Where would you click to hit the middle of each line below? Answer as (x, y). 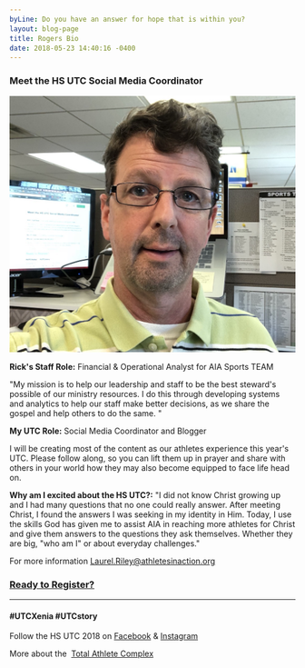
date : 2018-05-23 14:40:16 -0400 (73, 48)
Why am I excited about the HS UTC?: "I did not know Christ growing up (145, 494)
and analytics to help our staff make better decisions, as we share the (139, 404)
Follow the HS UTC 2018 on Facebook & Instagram (104, 636)
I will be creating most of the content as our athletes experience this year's (149, 448)
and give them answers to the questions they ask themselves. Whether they (151, 533)
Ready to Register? (52, 584)
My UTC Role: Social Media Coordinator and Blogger (108, 431)
